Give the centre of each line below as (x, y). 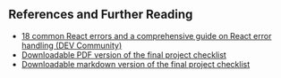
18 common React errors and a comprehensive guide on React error (146, 35)
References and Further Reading (101, 15)
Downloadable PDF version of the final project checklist (124, 55)
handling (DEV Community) (72, 45)
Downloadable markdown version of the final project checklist (136, 64)
